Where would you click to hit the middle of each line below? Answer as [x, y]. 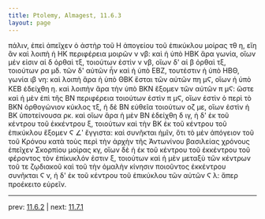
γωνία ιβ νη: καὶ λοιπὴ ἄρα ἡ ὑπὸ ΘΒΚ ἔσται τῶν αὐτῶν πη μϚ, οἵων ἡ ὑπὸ [130, 79]
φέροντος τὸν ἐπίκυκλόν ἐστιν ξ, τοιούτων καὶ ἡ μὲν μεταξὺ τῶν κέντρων [129, 158]
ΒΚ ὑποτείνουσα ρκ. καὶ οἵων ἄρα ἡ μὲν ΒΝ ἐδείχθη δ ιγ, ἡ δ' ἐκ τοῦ [119, 115]
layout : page [30, 23]
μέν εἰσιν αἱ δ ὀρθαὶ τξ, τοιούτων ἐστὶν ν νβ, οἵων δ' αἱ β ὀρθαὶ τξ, [117, 62]
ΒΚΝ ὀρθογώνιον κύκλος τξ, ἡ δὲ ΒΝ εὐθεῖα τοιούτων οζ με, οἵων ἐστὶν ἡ [129, 106]
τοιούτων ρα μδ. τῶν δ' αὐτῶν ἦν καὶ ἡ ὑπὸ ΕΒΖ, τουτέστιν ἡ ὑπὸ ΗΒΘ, [124, 70]
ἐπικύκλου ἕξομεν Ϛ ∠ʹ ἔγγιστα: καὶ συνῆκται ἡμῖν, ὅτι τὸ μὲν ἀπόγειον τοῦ [131, 132]
